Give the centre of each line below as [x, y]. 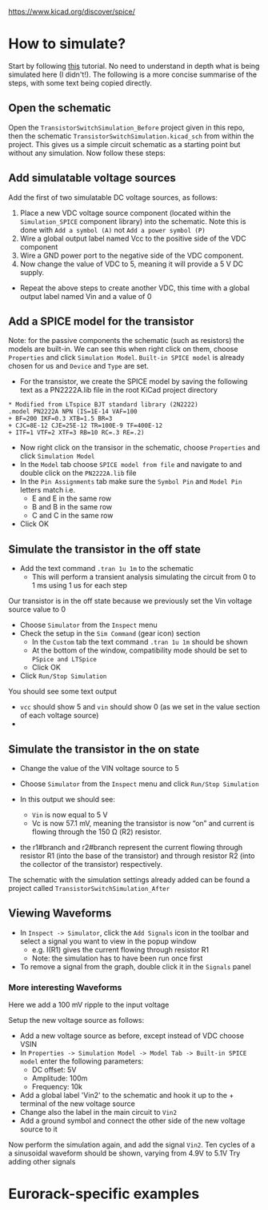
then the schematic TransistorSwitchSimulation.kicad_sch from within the [131, 136]
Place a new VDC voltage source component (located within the [125, 213]
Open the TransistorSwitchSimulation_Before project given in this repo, [127, 127]
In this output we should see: [68, 799]
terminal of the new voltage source [78, 1104]
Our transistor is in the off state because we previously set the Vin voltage [130, 601]
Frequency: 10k [57, 1087]
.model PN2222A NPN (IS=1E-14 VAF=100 [73, 412]
